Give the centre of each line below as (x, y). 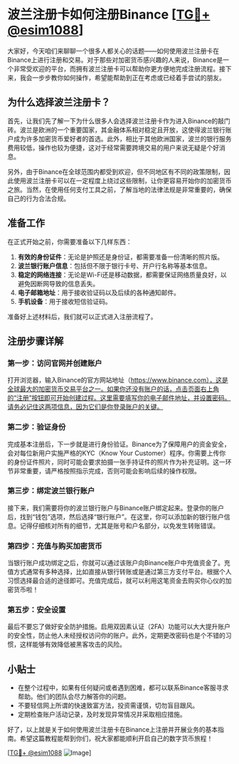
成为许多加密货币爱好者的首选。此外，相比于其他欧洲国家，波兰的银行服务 (122, 138)
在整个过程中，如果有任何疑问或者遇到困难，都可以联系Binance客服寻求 (123, 688)
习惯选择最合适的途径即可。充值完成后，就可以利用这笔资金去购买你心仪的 (116, 581)
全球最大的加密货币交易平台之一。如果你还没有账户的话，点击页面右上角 (113, 389)
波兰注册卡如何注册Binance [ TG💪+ (109, 15)
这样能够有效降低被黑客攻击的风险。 (73, 645)
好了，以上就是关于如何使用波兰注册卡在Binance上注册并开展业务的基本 (113, 730)
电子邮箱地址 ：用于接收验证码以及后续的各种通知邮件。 (99, 292)
